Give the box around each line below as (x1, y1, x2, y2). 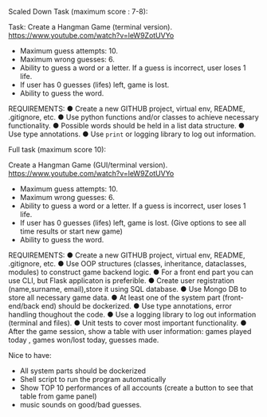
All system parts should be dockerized (19, 366, 146, 376)
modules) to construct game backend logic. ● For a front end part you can (8, 267, 253, 277)
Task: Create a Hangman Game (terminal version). (8, 22, 173, 31)
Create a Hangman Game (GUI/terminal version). (8, 160, 168, 170)
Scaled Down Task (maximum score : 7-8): (8, 7, 148, 16)
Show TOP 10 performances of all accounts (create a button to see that (19, 383, 253, 392)
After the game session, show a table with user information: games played (8, 327, 252, 336)
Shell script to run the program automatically (19, 375, 167, 384)
